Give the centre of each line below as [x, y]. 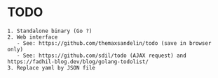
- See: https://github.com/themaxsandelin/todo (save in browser [114, 43]
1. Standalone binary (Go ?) [50, 31]
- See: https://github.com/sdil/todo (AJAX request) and [102, 56]
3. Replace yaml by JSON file [52, 67]
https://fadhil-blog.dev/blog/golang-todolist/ [78, 61]
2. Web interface [33, 37]
